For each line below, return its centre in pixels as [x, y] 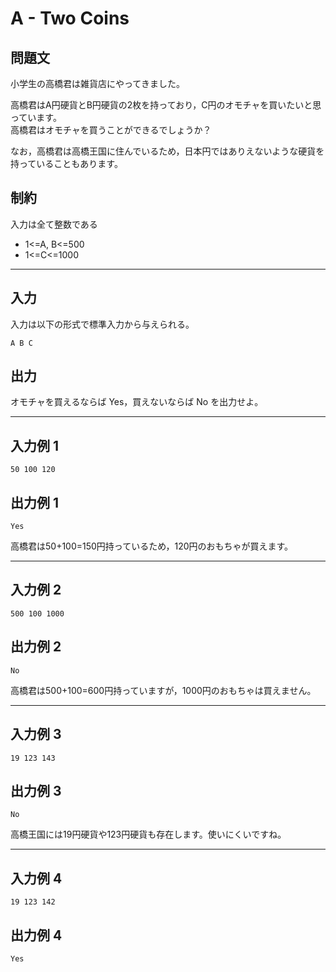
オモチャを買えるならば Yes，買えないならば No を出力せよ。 [137, 402]
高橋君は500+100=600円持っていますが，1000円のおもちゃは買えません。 [163, 690]
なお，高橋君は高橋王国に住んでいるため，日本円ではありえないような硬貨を [167, 151]
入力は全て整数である [54, 224]
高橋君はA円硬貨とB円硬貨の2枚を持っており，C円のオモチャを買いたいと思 [166, 105]
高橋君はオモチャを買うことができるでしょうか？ [111, 130]
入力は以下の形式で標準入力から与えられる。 [102, 324]
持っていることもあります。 [66, 163]
